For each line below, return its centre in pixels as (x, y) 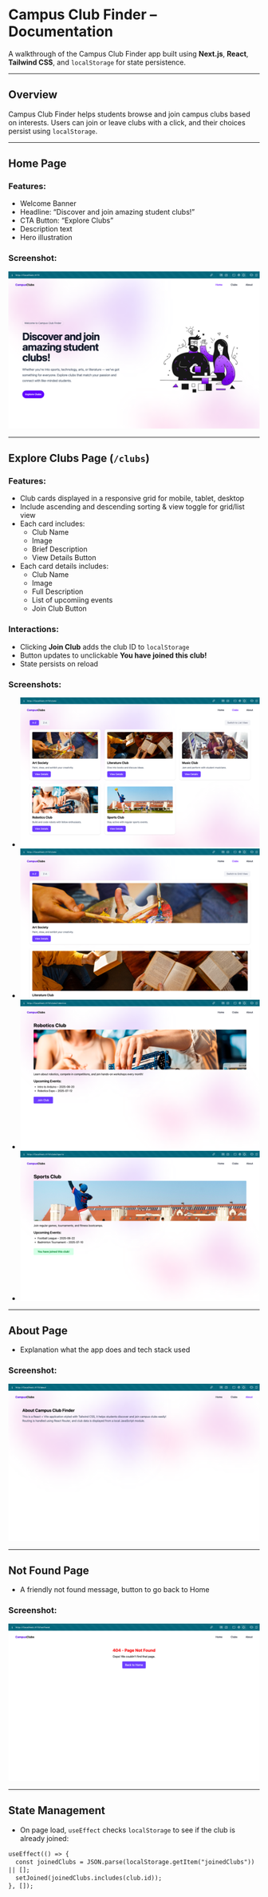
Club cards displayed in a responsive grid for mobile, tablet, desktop (132, 498)
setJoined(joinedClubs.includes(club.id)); (89, 1878)
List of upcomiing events (72, 600)
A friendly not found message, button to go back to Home (114, 1590)
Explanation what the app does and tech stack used (105, 1350)
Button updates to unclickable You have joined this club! (113, 655)
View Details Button (64, 558)
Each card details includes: (64, 566)
